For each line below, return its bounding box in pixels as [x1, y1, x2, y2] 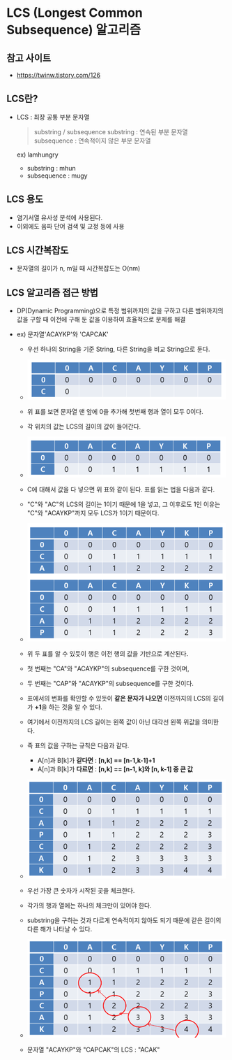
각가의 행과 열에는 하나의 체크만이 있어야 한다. [26, 901, 152, 910]
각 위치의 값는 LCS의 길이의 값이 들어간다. [26, 422, 141, 431]
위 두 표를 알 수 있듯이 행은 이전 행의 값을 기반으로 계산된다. [26, 650, 189, 658]
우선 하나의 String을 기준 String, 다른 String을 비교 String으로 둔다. [26, 345, 210, 354]
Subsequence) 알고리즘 [6, 22, 141, 38]
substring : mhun [26, 164, 76, 172]
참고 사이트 [6, 52, 52, 64]
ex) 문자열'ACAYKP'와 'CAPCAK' [16, 330, 109, 338]
